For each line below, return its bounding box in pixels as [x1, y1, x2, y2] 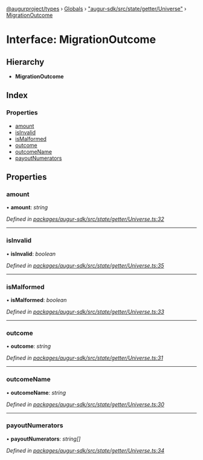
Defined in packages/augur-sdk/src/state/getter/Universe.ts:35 [6, 261, 164, 269]
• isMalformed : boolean [6, 296, 67, 303]
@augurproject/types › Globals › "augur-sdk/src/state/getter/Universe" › [6, 5, 187, 12]
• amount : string [6, 204, 48, 211]
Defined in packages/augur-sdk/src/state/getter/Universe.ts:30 [6, 401, 164, 408]
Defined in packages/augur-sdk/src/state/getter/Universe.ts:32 [6, 215, 164, 223]
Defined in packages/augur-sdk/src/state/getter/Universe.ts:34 [6, 447, 165, 454]
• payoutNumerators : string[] [6, 435, 81, 442]
